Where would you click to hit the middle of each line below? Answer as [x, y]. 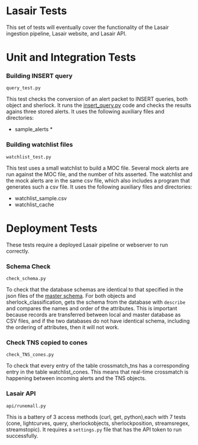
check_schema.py [26, 278]
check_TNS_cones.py [30, 355]
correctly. [18, 251]
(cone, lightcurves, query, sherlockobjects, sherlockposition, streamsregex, [98, 423]
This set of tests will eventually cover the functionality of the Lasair [88, 27]
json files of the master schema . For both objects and [71, 295]
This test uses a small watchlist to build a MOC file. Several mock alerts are [98, 168]
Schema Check [28, 266]
